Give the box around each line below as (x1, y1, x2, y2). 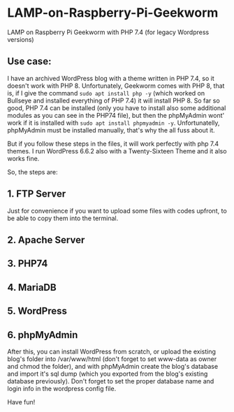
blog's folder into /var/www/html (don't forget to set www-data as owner (7, 354, 217, 363)
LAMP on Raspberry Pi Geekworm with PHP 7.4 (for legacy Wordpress (7, 28, 210, 36)
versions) (7, 35, 34, 43)
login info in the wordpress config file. (7, 384, 117, 392)
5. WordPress (7, 305, 68, 317)
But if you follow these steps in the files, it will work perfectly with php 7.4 (7, 139, 219, 148)
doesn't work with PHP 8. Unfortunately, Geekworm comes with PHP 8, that (7, 82, 225, 90)
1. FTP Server (7, 188, 66, 200)
